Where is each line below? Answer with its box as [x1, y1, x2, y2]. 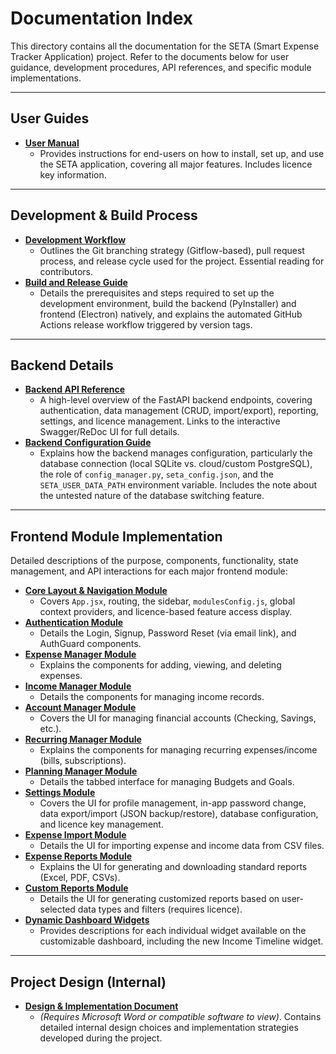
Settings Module [24, 787, 96, 799]
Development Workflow [24, 233, 127, 246]
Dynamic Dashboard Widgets [24, 914, 150, 926]
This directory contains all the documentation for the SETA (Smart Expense [10, 40, 320, 52]
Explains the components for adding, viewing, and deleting [39, 659, 282, 671]
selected [39, 903, 76, 916]
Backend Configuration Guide [24, 437, 152, 449]
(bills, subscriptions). [39, 755, 127, 767]
